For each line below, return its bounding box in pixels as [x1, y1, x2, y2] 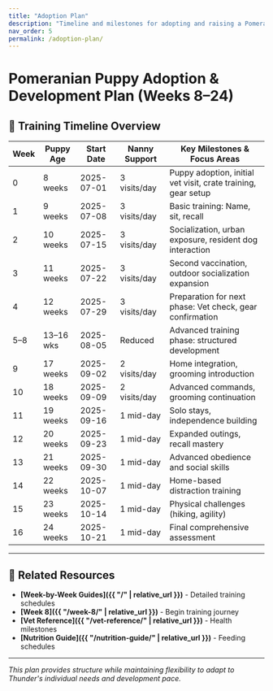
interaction [169, 245, 210, 256]
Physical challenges [169, 498, 245, 510]
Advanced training [169, 324, 240, 336]
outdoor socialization [169, 267, 250, 279]
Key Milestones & [180, 143, 250, 154]
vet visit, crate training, [169, 177, 257, 189]
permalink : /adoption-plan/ [8, 34, 104, 43]
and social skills [169, 462, 230, 473]
